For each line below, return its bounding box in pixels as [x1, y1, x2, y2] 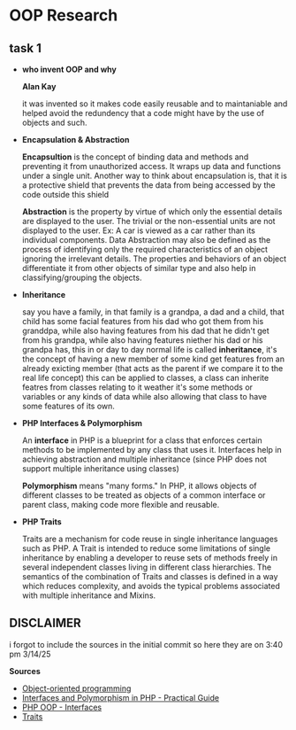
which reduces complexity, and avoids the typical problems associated [21, 581, 280, 591]
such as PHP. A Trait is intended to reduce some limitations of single [21, 543, 271, 554]
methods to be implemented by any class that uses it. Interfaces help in [21, 445, 282, 454]
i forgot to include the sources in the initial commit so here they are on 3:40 [9, 639, 283, 649]
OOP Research [9, 5, 118, 26]
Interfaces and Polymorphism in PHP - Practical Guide [21, 692, 219, 703]
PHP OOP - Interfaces [21, 702, 102, 712]
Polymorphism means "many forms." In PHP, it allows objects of [21, 480, 257, 491]
